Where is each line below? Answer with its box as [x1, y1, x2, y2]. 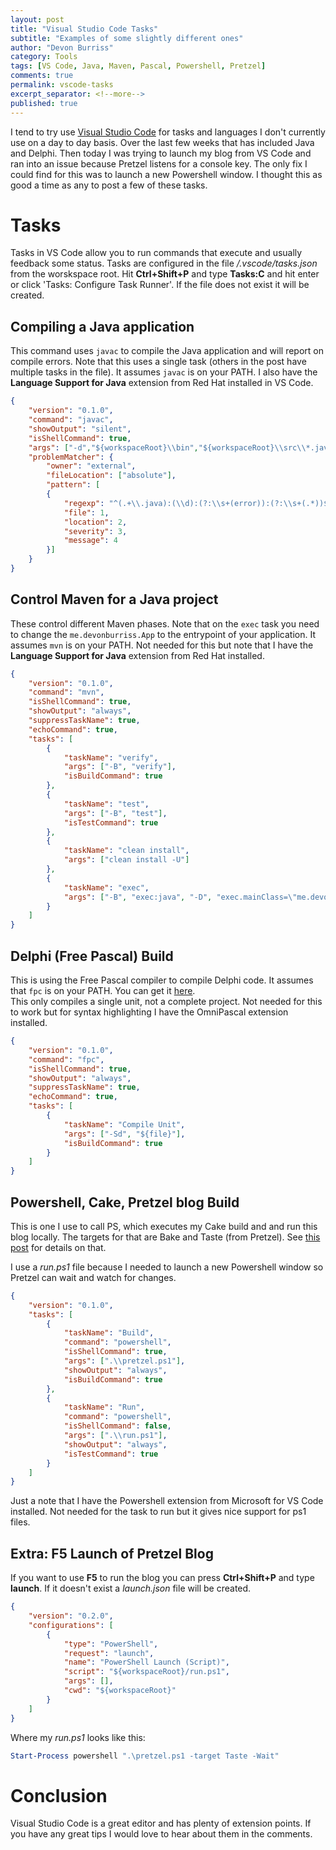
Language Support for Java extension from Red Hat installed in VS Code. [10, 377, 314, 389]
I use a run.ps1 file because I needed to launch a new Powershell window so [10, 1261, 324, 1273]
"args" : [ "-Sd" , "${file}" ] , [63, 1129, 186, 1139]
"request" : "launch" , [63, 1648, 155, 1658]
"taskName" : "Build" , [63, 1328, 155, 1338]
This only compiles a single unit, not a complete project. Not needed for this [10, 996, 323, 1007]
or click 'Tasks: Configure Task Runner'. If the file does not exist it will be [10, 279, 310, 291]
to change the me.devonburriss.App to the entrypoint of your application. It [10, 628, 316, 640]
